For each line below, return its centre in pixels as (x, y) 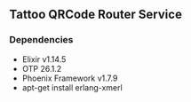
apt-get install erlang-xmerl (72, 87)
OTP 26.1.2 (42, 68)
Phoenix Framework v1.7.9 (70, 78)
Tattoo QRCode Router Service (95, 15)
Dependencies (41, 40)
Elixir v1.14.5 (44, 59)
